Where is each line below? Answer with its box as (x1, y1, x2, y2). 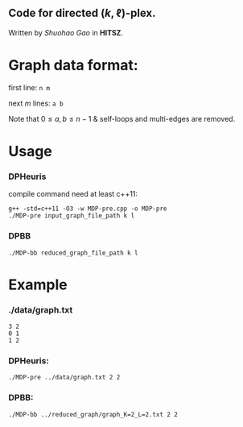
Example (8, 276, 68, 293)
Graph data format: (8, 56, 138, 74)
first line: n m (8, 82, 51, 92)
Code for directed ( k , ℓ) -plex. (8, 6, 156, 20)
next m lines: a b (8, 98, 64, 108)
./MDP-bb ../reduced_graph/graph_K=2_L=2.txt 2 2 (8, 410, 179, 418)
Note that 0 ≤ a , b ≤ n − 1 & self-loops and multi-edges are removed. (8, 114, 236, 123)
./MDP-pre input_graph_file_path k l (8, 212, 135, 220)
